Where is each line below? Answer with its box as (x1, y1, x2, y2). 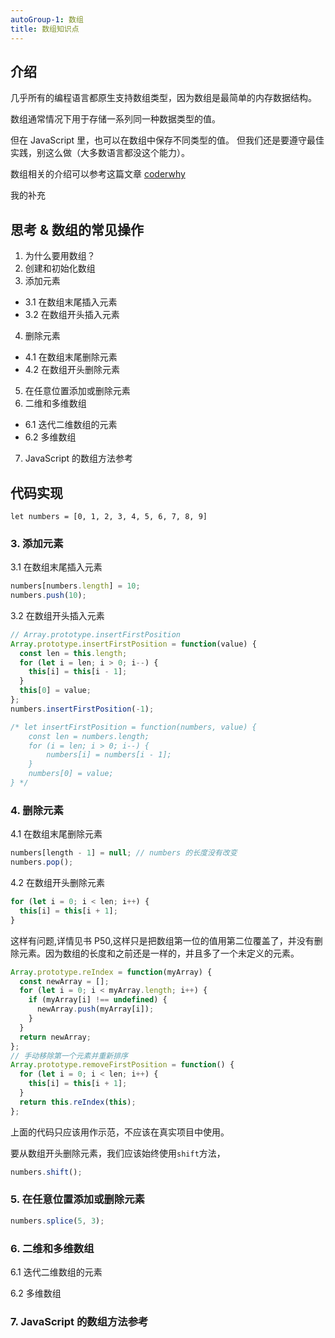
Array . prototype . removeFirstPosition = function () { (10, 1060, 235, 1070)
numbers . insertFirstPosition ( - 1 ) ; (10, 704, 155, 714)
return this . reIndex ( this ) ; (19, 1097, 137, 1107)
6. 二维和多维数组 (10, 1241, 95, 1255)
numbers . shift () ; (10, 1167, 83, 1177)
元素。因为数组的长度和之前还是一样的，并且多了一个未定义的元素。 (18, 947, 300, 959)
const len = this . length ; (19, 648, 128, 658)
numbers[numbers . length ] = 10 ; (10, 581, 141, 591)
